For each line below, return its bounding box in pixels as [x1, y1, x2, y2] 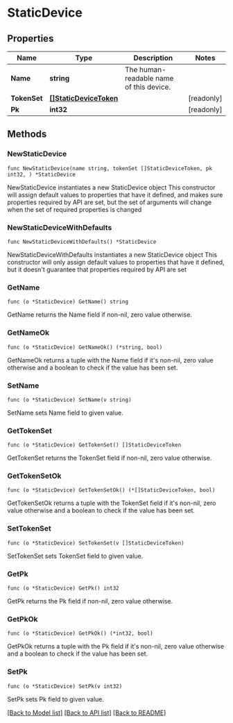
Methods [7, 128, 47, 140]
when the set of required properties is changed [7, 205, 142, 213]
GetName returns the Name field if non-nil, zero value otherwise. [7, 310, 193, 319]
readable [124, 74, 154, 83]
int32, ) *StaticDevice [7, 171, 76, 178]
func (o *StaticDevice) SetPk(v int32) [7, 683, 123, 690]
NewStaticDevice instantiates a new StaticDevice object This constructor [7, 183, 216, 192]
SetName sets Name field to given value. [7, 408, 123, 417]
